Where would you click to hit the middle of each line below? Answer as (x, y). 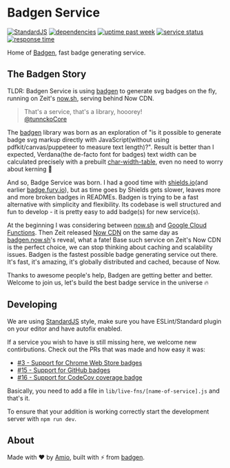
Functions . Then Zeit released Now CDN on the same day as (93, 232)
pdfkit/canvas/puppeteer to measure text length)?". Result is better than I (111, 147)
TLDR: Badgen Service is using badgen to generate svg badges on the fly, (112, 90)
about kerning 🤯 (30, 169)
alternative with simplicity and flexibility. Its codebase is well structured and (114, 204)
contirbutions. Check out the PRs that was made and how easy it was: (106, 349)
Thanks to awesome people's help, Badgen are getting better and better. (110, 275)
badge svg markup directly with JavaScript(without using (88, 139)
